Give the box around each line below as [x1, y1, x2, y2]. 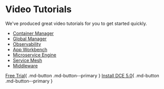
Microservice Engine [12, 52, 56, 58]
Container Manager [12, 30, 54, 36]
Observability [12, 41, 42, 47]
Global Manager [12, 36, 47, 42]
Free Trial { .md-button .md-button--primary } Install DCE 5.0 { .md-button [5, 72, 160, 78]
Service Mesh [12, 57, 43, 63]
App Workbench [12, 46, 48, 52]
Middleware [12, 63, 38, 69]
